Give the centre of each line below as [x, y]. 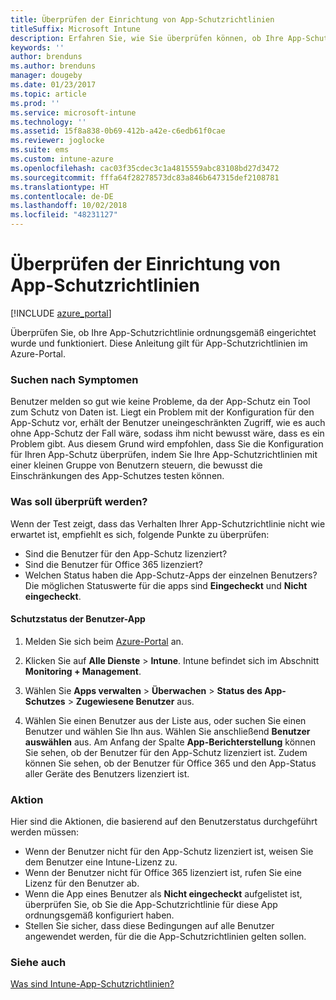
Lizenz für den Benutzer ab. [82, 883]
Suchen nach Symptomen [74, 379]
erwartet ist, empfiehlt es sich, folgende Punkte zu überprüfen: [140, 534]
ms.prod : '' [35, 103]
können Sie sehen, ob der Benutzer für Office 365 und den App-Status [170, 763]
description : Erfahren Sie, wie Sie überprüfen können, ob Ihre [147, 38]
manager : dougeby [46, 76]
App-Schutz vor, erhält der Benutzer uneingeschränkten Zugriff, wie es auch [168, 423]
